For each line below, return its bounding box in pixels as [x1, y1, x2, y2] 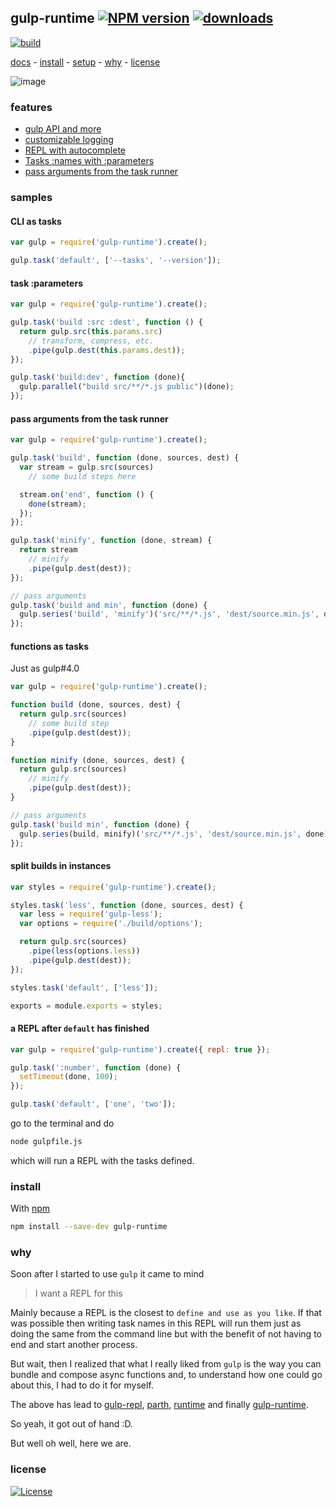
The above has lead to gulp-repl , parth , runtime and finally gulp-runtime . [10, 1399, 309, 1411]
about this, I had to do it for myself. [10, 1379, 154, 1391]
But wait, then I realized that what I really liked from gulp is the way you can [10, 1358, 322, 1370]
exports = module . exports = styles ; [10, 1001, 163, 1011]
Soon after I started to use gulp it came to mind [10, 1268, 205, 1280]
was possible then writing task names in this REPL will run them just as [10, 1317, 302, 1330]
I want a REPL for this [34, 1287, 123, 1300]
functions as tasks [10, 640, 90, 652]
